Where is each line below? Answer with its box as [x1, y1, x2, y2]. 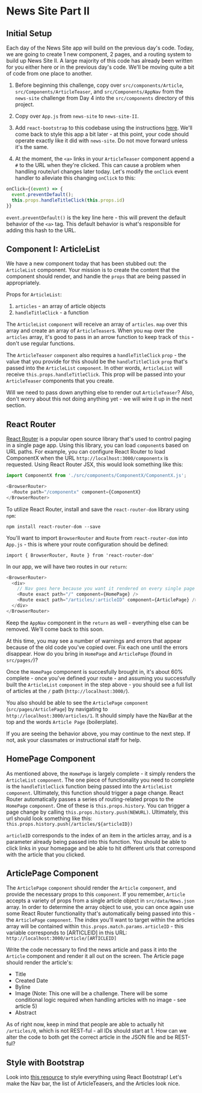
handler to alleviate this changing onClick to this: [14, 174, 136, 182]
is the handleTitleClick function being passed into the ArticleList [6, 782, 173, 790]
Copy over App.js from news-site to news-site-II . [14, 113, 139, 119]
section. [6, 402, 26, 409]
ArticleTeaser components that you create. [6, 377, 114, 384]
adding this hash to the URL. [6, 226, 76, 233]
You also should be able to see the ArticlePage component [6, 699, 148, 706]
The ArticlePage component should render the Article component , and [6, 884, 177, 892]
